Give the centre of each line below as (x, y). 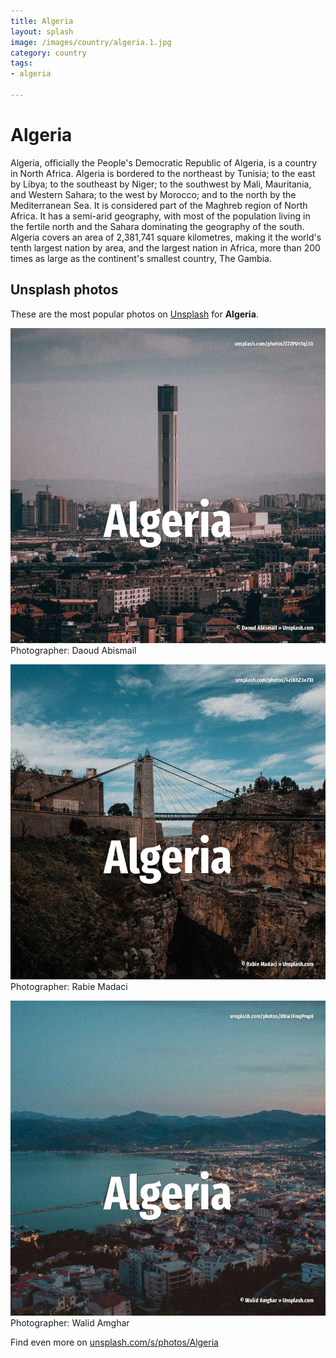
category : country (48, 53)
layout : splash (42, 31)
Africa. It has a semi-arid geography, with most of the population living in (160, 216)
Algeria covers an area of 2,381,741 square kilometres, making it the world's (166, 237)
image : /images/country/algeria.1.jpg (91, 42)
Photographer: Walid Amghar (70, 1322)
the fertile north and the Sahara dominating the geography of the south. (157, 226)
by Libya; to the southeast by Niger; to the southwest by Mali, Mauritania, (161, 184)
